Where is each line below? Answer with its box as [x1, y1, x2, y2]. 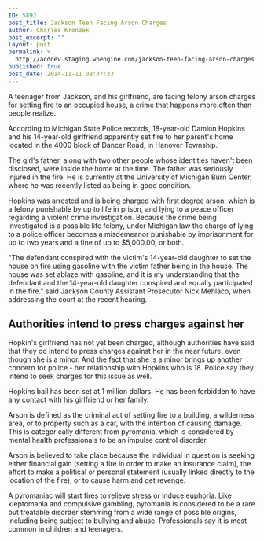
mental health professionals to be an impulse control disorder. [8, 436, 208, 445]
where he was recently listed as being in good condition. [8, 180, 191, 190]
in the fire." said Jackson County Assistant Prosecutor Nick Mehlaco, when [8, 286, 251, 296]
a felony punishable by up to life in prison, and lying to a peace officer [8, 204, 234, 213]
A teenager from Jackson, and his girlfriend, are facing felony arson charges [8, 91, 256, 101]
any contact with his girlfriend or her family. [8, 395, 149, 405]
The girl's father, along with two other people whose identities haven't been [8, 155, 253, 165]
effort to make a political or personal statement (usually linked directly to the [8, 467, 255, 477]
